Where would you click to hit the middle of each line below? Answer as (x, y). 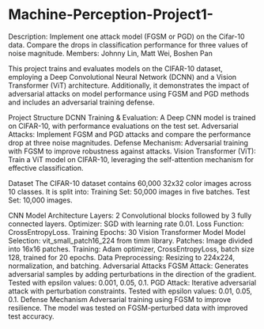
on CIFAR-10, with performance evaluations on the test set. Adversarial (123, 126)
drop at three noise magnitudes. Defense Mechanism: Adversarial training (128, 142)
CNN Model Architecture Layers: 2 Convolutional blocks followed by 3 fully (130, 215)
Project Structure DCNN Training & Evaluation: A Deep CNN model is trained (132, 117)
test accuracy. (31, 316)
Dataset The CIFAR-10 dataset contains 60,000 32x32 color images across (130, 183)
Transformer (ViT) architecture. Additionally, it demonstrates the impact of (129, 85)
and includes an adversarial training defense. (81, 102)
